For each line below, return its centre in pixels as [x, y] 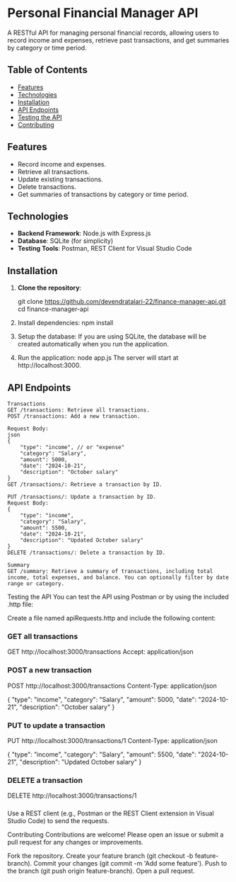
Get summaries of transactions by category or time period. [103, 194]
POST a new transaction [49, 670]
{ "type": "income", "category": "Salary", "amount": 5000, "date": [102, 699]
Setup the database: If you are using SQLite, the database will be [112, 337]
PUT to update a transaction [57, 725]
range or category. [36, 584]
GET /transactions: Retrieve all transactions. [79, 410]
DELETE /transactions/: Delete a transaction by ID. [87, 553]
